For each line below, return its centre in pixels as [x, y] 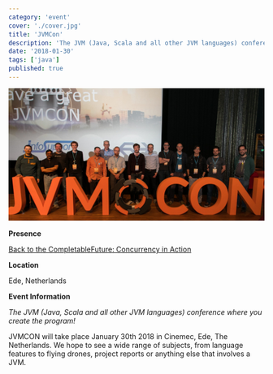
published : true [36, 69]
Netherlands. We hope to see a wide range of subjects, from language [126, 346]
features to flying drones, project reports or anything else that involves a [129, 354]
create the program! [42, 321]
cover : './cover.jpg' [45, 26]
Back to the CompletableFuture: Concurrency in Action [100, 249]
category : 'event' [39, 17]
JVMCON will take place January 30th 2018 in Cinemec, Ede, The [118, 337]
